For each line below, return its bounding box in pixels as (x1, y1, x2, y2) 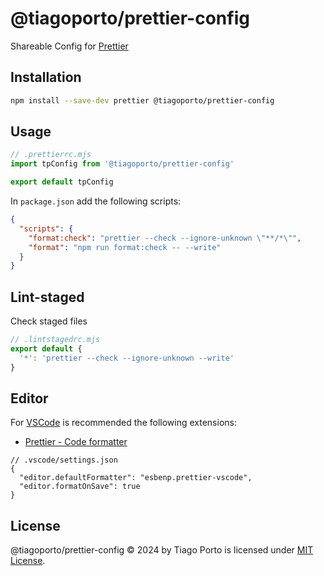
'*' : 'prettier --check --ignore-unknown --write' (19, 353, 235, 363)
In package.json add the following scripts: (10, 195, 182, 207)
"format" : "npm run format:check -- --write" (28, 242, 222, 252)
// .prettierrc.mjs (10, 150, 92, 160)
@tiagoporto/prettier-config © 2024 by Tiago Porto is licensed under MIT (10, 544, 314, 556)
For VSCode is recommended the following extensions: (10, 417, 237, 429)
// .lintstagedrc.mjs (10, 335, 101, 345)
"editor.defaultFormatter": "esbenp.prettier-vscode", (19, 473, 253, 483)
